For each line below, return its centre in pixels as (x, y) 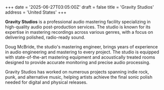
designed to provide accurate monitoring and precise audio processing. (78, 62)
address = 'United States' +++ (36, 12)
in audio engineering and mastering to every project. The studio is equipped (82, 52)
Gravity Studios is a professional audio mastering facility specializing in (78, 22)
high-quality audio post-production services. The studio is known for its (78, 27)
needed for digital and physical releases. (46, 82)
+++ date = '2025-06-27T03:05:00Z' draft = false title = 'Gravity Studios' (80, 7)
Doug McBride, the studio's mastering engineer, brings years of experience (82, 47)
